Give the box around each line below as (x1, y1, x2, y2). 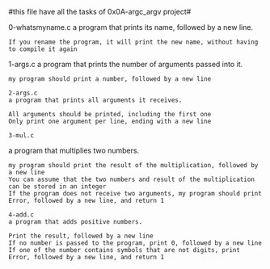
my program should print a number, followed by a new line (8, 75, 212, 83)
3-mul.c (8, 132, 35, 140)
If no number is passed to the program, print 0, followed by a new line (8, 239, 263, 247)
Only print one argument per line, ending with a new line (8, 117, 212, 125)
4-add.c (8, 211, 35, 219)
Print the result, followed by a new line (8, 232, 154, 240)
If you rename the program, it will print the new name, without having (8, 38, 259, 46)
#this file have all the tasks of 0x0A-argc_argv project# (8, 7, 192, 16)
